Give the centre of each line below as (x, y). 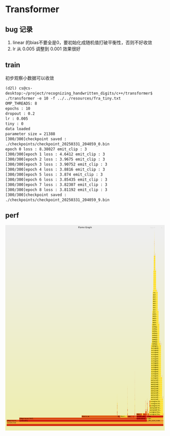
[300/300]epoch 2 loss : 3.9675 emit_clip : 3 (55, 159)
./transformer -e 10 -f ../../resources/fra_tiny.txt (63, 98)
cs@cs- (26, 88)
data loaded (18, 129)
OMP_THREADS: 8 (21, 103)
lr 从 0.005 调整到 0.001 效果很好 (47, 49)
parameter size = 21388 (30, 134)
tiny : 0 (14, 124)
